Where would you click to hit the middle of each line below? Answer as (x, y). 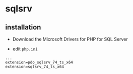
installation (23, 27)
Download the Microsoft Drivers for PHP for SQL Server (70, 39)
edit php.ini (25, 49)
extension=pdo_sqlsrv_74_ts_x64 (39, 62)
